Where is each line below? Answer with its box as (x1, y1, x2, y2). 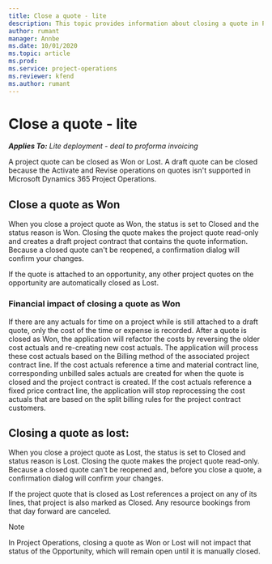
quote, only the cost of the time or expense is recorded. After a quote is (8, 325, 247, 335)
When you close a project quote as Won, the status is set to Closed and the (8, 220, 259, 229)
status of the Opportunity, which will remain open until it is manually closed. (8, 546, 261, 556)
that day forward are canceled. (8, 506, 112, 516)
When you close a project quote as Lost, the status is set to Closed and (8, 447, 246, 458)
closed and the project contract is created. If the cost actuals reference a (8, 377, 253, 387)
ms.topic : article (8, 49, 70, 58)
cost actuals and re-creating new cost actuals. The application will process (8, 342, 259, 352)
